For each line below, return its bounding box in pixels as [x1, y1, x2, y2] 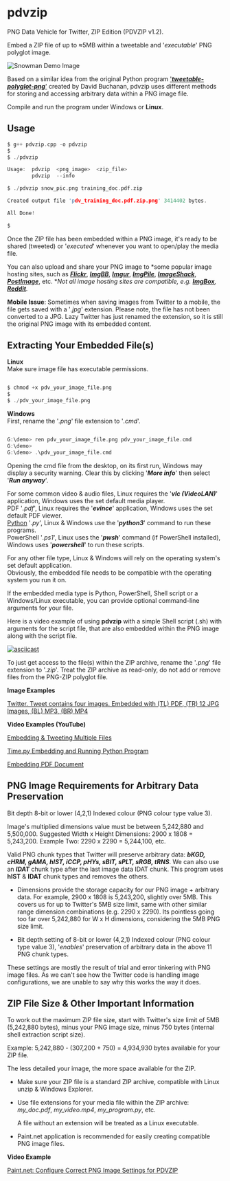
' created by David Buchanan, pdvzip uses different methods [45, 82, 217, 90]
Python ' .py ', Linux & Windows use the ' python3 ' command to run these [7, 518, 211, 527]
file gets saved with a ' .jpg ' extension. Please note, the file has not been [7, 305, 211, 313]
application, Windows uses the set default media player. [7, 496, 165, 505]
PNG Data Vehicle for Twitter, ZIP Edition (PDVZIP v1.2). [7, 27, 163, 36]
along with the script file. [7, 631, 78, 640]
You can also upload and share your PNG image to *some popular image [7, 263, 212, 271]
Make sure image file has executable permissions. [7, 365, 149, 373]
